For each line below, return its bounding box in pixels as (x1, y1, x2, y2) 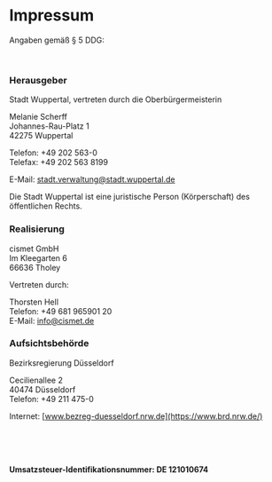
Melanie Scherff (9, 112, 68, 122)
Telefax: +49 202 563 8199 (9, 157, 109, 168)
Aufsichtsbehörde (9, 337, 89, 350)
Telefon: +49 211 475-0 (9, 393, 95, 404)
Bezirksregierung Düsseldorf (9, 357, 114, 368)
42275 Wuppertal (9, 130, 74, 141)
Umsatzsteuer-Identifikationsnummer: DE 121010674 (9, 463, 209, 475)
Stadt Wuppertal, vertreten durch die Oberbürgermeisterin (9, 94, 222, 105)
